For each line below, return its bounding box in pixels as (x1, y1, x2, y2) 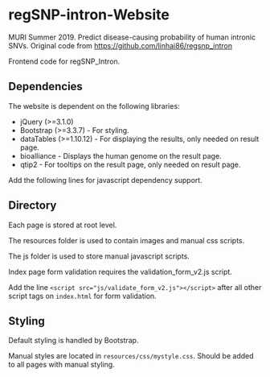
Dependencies (8, 80, 83, 93)
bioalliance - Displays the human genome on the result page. (19, 151, 223, 160)
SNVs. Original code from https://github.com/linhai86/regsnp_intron (8, 40, 233, 50)
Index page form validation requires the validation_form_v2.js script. (8, 267, 233, 276)
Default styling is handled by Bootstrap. (8, 336, 139, 346)
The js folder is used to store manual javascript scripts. (8, 251, 190, 261)
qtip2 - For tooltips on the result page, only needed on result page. (19, 159, 241, 169)
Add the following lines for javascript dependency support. (8, 175, 202, 184)
